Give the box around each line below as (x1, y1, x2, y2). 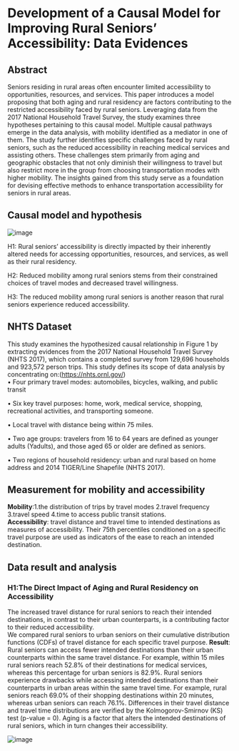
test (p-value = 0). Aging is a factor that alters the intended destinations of (7, 714, 226, 722)
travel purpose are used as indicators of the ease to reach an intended (7, 533, 215, 541)
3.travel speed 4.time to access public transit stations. (7, 510, 166, 518)
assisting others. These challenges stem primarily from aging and (7, 151, 200, 159)
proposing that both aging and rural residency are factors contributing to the (7, 98, 232, 106)
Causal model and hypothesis (7, 209, 143, 222)
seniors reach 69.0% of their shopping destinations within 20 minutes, (7, 691, 214, 700)
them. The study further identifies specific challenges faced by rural (7, 136, 208, 144)
